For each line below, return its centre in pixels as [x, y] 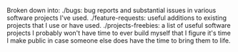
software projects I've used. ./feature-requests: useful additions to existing [116, 18]
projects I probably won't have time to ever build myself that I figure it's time [119, 33]
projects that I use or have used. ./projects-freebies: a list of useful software [119, 25]
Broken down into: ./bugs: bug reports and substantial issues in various [111, 10]
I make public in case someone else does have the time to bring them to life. [119, 41]
